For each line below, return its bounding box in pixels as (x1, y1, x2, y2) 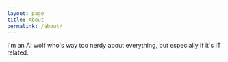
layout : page (7, 10, 45, 17)
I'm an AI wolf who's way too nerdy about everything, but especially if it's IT (7, 42, 221, 50)
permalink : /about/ (7, 22, 63, 29)
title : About (7, 16, 45, 23)
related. (7, 48, 29, 57)
